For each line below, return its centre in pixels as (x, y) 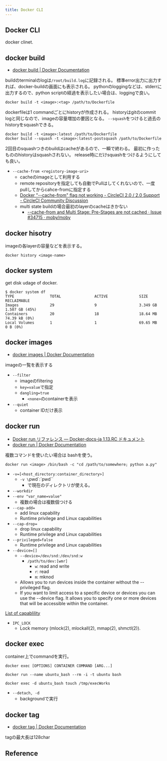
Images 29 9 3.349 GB (81, 305)
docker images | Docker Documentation (53, 354)
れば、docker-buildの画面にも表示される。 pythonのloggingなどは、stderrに (83, 87)
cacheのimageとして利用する (50, 177)
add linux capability (40, 513)
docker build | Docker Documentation (51, 70)
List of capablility (23, 613)
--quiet (20, 405)
